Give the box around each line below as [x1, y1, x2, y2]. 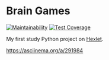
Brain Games [6, 4, 70, 18]
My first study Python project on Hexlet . [6, 35, 104, 42]
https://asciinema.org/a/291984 [6, 46, 84, 54]
